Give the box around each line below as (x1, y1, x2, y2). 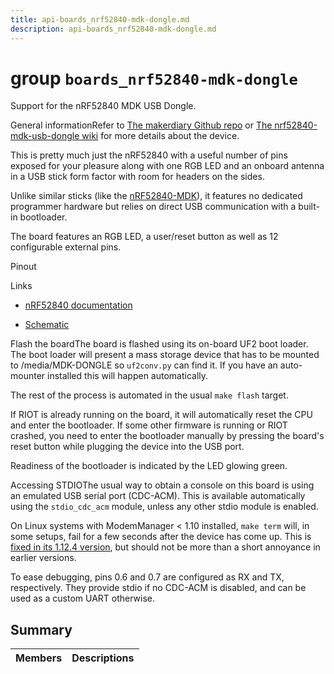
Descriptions (71, 651, 135, 665)
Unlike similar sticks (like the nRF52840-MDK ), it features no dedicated (10, 190, 303, 202)
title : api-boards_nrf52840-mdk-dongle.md (10, 14, 190, 25)
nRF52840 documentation (24, 299, 133, 311)
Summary (10, 621, 73, 638)
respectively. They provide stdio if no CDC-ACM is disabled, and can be (10, 582, 307, 594)
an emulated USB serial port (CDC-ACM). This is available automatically (10, 490, 306, 502)
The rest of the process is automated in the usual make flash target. (10, 389, 289, 401)
